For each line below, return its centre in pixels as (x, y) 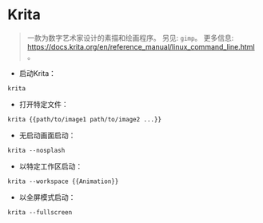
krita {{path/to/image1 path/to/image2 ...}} (84, 119)
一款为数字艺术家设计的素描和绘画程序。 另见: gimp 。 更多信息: (130, 38)
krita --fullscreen (40, 212)
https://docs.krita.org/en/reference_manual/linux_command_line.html (141, 46)
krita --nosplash (36, 150)
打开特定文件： (44, 104)
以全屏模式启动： (47, 197)
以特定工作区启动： (51, 166)
